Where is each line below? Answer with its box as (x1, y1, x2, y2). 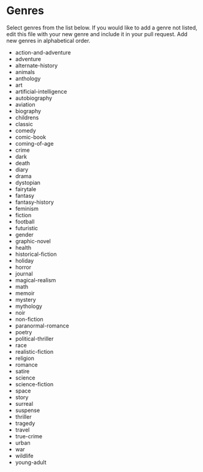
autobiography (15, 94, 53, 102)
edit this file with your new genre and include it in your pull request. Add (6, 30, 188, 37)
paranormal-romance (15, 322, 69, 329)
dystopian (15, 179, 41, 186)
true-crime (15, 432, 43, 440)
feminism (15, 204, 39, 212)
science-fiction (15, 380, 54, 388)
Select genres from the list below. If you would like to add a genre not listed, (6, 24, 197, 31)
